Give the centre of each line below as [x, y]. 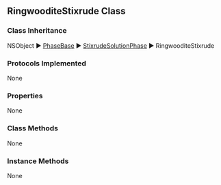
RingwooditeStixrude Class [66, 11]
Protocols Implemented [47, 63]
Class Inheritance [37, 31]
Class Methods [32, 128]
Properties [25, 96]
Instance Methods [38, 161]
